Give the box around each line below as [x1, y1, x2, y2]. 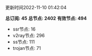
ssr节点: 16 [12, 26, 36, 32]
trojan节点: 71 [12, 45, 41, 51]
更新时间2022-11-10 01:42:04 [5, 5, 67, 10]
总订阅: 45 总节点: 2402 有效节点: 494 [5, 15, 87, 21]
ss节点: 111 [12, 39, 35, 45]
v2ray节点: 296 [12, 33, 45, 38]
